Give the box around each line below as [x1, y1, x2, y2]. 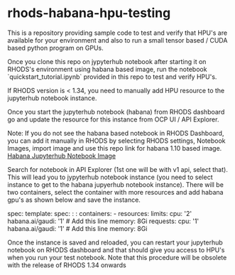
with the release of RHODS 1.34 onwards [7, 261, 126, 269]
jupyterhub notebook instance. [7, 94, 97, 102]
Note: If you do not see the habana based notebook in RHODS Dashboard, [7, 129, 224, 137]
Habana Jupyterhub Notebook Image [7, 151, 116, 160]
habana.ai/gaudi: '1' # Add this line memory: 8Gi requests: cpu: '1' [7, 217, 200, 225]
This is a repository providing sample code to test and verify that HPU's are [7, 28, 228, 37]
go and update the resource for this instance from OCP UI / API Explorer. [7, 115, 219, 124]
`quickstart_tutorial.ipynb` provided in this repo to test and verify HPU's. [7, 72, 217, 81]
